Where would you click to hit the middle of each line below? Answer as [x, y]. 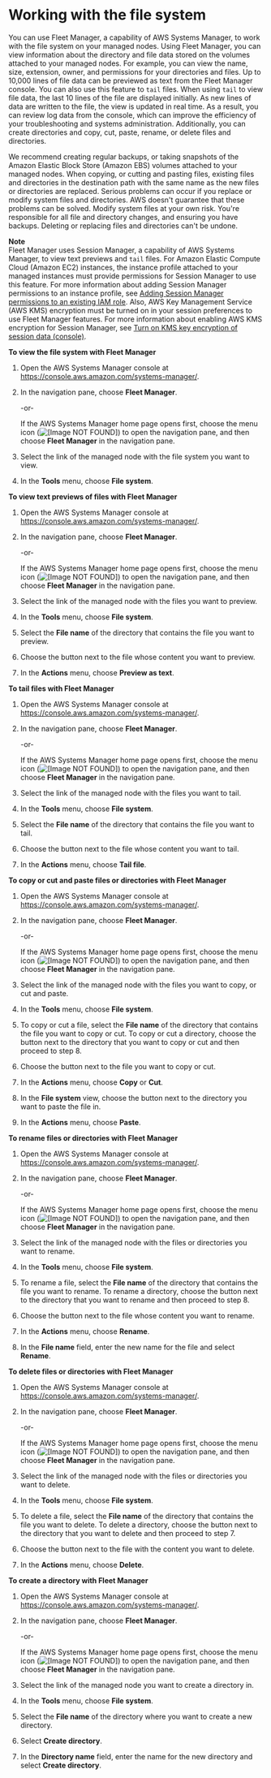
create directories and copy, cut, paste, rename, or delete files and [120, 132]
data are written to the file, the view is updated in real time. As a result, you [133, 106]
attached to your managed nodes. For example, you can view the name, [128, 63]
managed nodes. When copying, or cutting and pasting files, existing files [131, 174]
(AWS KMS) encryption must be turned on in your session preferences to [131, 310]
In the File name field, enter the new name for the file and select [127, 1347]
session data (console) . [47, 336]
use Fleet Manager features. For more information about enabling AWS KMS [135, 319]
